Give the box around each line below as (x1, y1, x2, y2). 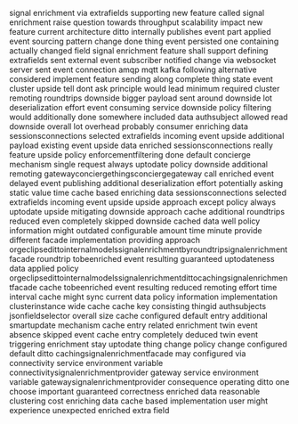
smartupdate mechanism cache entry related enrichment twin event (9, 320, 258, 330)
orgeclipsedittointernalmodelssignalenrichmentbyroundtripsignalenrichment (9, 244, 288, 255)
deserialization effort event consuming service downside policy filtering (9, 102, 272, 112)
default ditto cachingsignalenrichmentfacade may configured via (9, 348, 246, 359)
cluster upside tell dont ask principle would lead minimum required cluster (9, 84, 280, 94)
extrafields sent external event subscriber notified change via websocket (9, 55, 277, 65)
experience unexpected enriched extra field (9, 405, 170, 415)
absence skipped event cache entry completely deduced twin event (9, 330, 258, 339)
